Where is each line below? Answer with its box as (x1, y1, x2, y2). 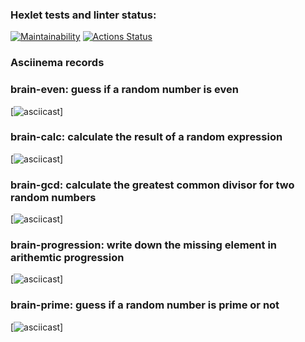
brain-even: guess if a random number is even (10, 83, 239, 97)
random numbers (10, 190, 97, 204)
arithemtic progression (10, 251, 125, 265)
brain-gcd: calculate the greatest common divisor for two (10, 178, 295, 192)
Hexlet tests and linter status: (10, 8, 157, 22)
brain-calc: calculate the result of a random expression (10, 130, 283, 144)
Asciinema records (10, 56, 105, 70)
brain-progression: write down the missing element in (10, 238, 278, 252)
